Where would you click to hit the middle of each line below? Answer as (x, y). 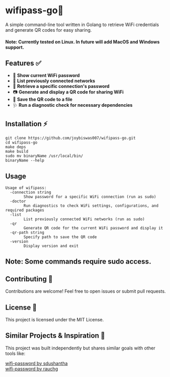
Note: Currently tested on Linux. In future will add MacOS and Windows (82, 42)
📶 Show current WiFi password (46, 76)
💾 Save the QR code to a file (42, 100)
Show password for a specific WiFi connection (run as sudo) (90, 197)
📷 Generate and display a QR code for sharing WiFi (68, 92)
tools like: (15, 353)
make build (17, 152)
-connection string (31, 192)
